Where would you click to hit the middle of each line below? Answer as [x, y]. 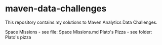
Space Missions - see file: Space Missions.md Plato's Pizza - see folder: [79, 32]
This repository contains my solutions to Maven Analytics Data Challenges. [81, 22]
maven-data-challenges [56, 9]
